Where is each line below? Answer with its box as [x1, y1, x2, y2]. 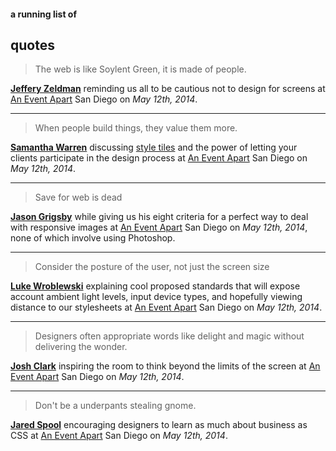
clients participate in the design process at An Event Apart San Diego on [10, 152, 308, 164]
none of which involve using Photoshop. [10, 232, 176, 244]
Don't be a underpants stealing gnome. [34, 400, 197, 412]
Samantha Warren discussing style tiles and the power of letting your [10, 141, 298, 154]
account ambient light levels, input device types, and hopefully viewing [10, 291, 303, 303]
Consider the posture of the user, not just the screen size [34, 261, 270, 273]
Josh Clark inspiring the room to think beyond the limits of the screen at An [10, 360, 321, 372]
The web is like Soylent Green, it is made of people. [34, 63, 247, 75]
